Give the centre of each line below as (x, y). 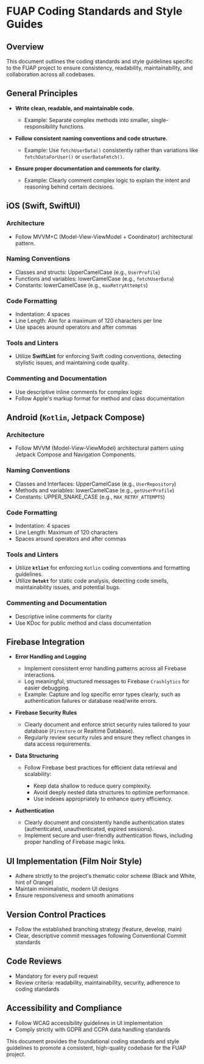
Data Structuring (37, 756)
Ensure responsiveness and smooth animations (74, 896)
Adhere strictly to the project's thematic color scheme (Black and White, (106, 876)
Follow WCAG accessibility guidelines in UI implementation (89, 1023)
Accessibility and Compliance (64, 1008)
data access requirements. (58, 744)
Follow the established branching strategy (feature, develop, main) (98, 929)
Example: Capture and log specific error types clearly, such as (102, 694)
